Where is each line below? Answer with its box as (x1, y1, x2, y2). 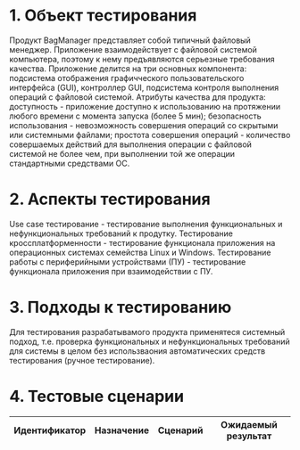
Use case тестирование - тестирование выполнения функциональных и (9, 218, 283, 229)
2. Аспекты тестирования (9, 189, 212, 209)
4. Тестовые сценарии (9, 387, 185, 406)
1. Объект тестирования (9, 5, 197, 26)
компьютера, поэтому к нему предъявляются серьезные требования (9, 53, 275, 64)
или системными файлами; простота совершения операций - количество (9, 129, 291, 140)
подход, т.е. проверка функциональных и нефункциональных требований (9, 336, 290, 347)
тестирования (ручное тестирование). (9, 355, 155, 365)
